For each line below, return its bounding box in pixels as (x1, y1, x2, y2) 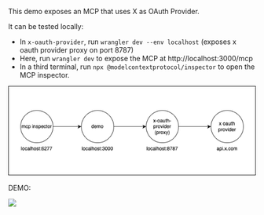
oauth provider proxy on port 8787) (19, 46, 134, 54)
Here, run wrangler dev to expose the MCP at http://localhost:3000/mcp (19, 54, 253, 63)
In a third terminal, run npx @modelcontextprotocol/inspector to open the (19, 62, 255, 71)
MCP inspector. (19, 71, 70, 79)
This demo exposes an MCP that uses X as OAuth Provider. (8, 7, 200, 16)
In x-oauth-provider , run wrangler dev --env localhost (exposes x (19, 37, 237, 46)
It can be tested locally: (8, 22, 84, 31)
